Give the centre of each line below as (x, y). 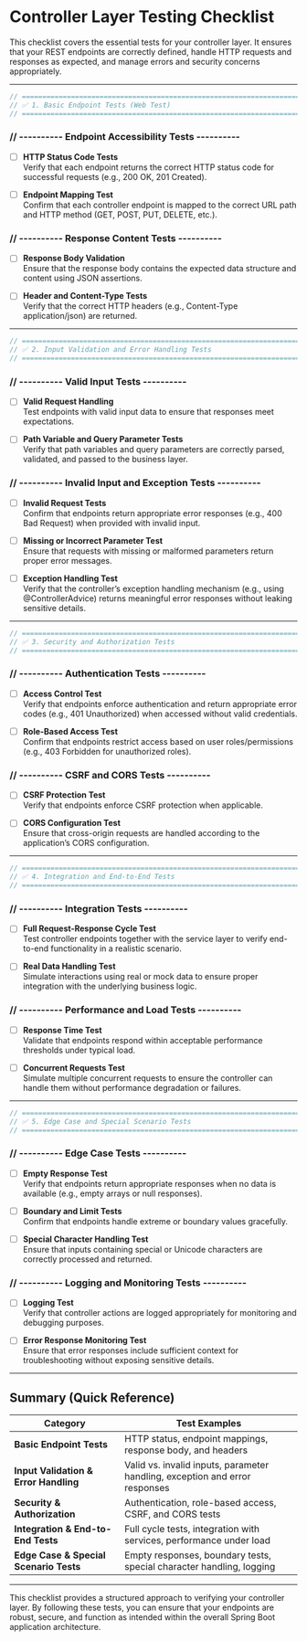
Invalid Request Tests (64, 503)
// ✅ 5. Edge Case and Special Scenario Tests (101, 1121)
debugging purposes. (64, 1323)
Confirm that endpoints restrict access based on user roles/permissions (158, 741)
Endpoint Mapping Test (68, 195)
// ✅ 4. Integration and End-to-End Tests (92, 877)
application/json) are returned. (80, 316)
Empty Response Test (65, 1173)
